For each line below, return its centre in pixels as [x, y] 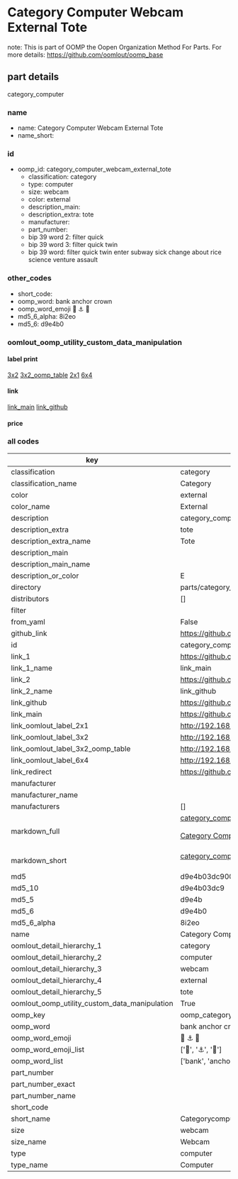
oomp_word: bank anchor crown [65, 301]
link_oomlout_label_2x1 [50, 725]
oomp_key [28, 1014]
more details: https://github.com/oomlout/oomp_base [85, 55]
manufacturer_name [45, 794]
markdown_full [35, 831]
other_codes [29, 278]
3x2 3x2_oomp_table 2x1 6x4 [50, 375]
